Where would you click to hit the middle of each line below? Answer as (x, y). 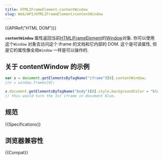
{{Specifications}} (23, 124)
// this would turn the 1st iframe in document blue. (61, 96)
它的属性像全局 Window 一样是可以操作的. (49, 50)
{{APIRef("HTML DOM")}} (31, 28)
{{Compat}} (16, 153)
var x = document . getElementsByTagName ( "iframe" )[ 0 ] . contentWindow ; (76, 78)
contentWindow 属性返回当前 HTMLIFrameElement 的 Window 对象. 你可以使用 (80, 38)
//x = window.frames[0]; (30, 83)
